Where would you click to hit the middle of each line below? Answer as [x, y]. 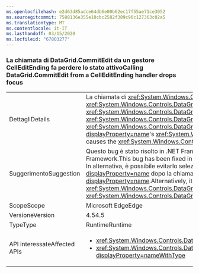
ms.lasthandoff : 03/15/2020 [41, 34]
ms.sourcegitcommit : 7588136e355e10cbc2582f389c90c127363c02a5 [86, 17]
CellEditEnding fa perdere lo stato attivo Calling [75, 67]
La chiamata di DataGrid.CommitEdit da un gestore [81, 60]
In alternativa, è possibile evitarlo [131, 166]
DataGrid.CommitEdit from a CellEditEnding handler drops [91, 75]
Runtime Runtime [109, 225]
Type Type [23, 225]
